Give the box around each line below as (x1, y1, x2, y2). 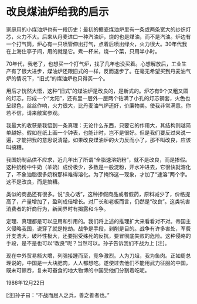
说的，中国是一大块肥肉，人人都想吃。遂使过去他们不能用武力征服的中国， (11, 259, 191, 267)
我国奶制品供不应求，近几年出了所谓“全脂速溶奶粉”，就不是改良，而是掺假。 (6, 156, 191, 163)
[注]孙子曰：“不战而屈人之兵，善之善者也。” (6, 291, 110, 299)
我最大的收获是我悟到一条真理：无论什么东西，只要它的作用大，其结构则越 (6, 121, 186, 129)
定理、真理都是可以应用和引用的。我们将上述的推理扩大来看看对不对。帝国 (6, 217, 186, 224)
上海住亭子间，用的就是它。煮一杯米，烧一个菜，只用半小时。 (11, 47, 160, 54)
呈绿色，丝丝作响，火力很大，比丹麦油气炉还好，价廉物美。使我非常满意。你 (6, 102, 191, 109)
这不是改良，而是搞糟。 (6, 178, 63, 185)
